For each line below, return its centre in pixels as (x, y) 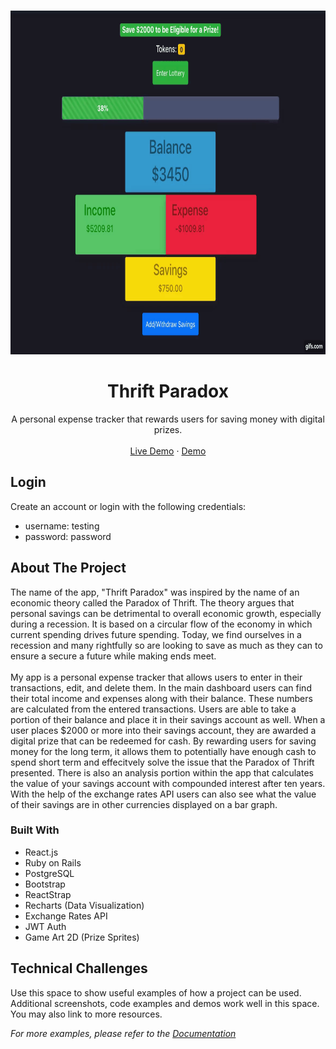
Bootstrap (45, 884)
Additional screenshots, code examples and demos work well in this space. (165, 1003)
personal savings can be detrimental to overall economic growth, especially (166, 613)
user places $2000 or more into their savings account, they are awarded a (163, 730)
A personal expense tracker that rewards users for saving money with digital (168, 419)
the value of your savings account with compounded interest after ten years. (168, 783)
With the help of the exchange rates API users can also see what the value (163, 794)
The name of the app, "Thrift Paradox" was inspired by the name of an (155, 592)
